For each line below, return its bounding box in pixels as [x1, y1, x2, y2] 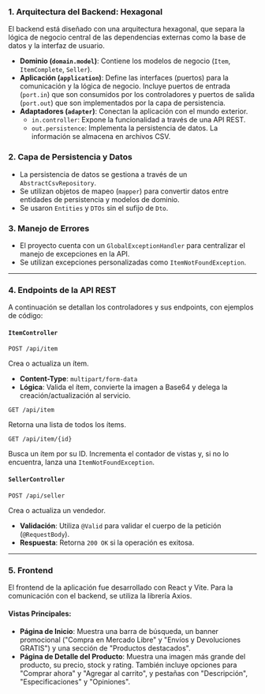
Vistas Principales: [8, 609, 72, 618]
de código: [8, 311, 43, 321]
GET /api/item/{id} [8, 435, 73, 444]
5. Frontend [8, 565, 54, 576]
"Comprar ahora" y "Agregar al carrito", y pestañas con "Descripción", [19, 669, 248, 678]
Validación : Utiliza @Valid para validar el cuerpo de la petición [19, 520, 222, 531]
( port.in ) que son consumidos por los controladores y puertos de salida [19, 90, 255, 99]
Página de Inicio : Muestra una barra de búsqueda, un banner [19, 627, 219, 636]
